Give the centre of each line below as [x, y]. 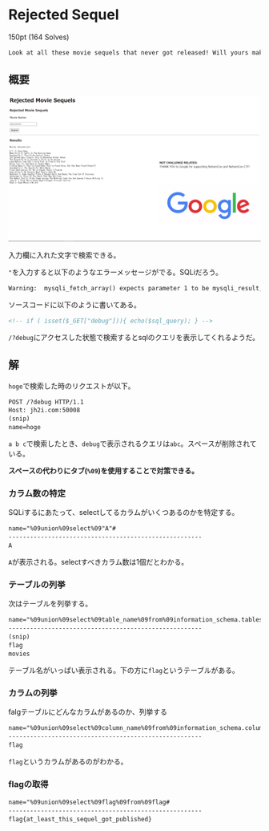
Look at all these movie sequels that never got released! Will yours [128, 53]
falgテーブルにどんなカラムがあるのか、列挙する [88, 711]
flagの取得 [28, 784]
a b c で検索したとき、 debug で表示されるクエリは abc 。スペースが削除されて [133, 444]
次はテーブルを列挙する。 [50, 604]
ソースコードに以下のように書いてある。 [75, 304]
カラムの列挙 [33, 693]
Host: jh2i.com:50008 [44, 411]
